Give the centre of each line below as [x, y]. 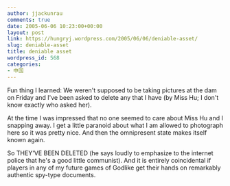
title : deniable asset [39, 52]
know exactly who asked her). [49, 105]
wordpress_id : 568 [33, 58]
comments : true [29, 20]
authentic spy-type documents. [51, 174]
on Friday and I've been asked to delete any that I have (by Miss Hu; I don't [113, 97]
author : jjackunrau [35, 13]
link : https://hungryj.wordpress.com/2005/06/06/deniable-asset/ [102, 39]
